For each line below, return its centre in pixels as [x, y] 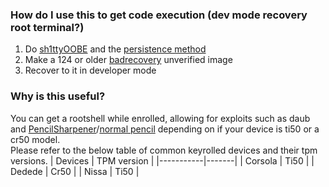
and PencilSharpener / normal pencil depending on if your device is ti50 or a [165, 129]
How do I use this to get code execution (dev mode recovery [159, 15]
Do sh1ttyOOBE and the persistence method [115, 49]
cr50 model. [35, 139]
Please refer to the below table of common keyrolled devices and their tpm [164, 150]
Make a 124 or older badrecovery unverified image [128, 60]
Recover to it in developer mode [90, 70]
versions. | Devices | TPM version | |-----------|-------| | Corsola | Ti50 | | [162, 160]
